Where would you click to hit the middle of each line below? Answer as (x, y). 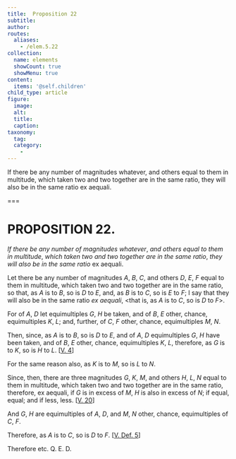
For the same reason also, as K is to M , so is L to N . (82, 364)
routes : (19, 34)
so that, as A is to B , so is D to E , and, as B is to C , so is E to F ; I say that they (118, 292)
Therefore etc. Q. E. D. (39, 448)
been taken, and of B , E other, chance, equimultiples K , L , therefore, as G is (116, 342)
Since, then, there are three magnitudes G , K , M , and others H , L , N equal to (117, 377)
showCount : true (37, 66)
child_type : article (38, 93)
